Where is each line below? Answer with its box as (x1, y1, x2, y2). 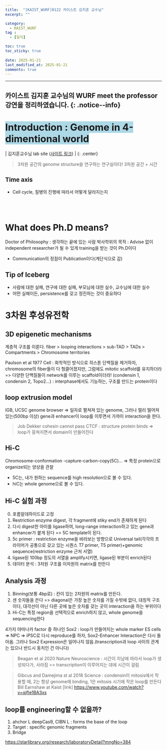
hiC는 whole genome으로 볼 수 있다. (12, 480, 84, 486)
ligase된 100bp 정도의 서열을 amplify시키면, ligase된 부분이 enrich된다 (12, 554, 152, 561)
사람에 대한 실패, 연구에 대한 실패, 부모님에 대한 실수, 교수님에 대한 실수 (12, 285, 150, 291)
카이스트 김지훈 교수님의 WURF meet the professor (5, 91, 158, 100)
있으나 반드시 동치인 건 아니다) (10, 645, 70, 651)
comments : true (5, 67, 37, 72)
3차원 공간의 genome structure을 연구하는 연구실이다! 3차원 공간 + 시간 (17, 161, 158, 167)
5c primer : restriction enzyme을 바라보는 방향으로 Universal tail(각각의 (12, 536, 154, 542)
